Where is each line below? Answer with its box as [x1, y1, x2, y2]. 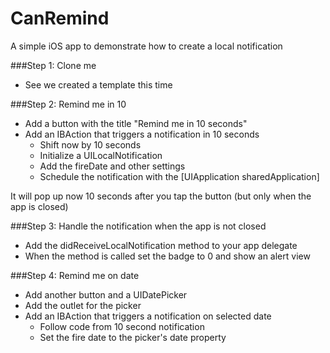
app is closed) [10, 200, 69, 212]
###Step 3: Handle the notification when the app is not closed [10, 220, 267, 232]
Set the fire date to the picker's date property [39, 331, 227, 343]
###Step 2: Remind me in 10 [10, 98, 127, 110]
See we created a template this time [24, 78, 173, 91]
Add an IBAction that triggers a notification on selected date [24, 310, 272, 322]
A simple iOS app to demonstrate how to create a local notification [10, 40, 283, 52]
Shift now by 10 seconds [39, 138, 142, 151]
